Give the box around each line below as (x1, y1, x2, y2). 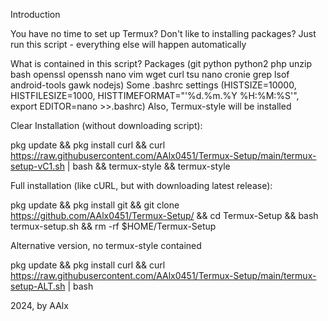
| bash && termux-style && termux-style (66, 160, 231, 172)
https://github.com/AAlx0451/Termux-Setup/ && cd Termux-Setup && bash (10, 210, 319, 221)
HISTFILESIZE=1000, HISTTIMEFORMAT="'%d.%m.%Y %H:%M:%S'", (10, 90, 300, 101)
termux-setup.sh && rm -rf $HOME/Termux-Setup (10, 220, 217, 232)
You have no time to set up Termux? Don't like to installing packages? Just (10, 28, 317, 39)
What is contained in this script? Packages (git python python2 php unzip (10, 58, 312, 69)
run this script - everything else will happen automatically (10, 39, 247, 50)
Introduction (10, 9, 61, 20)
